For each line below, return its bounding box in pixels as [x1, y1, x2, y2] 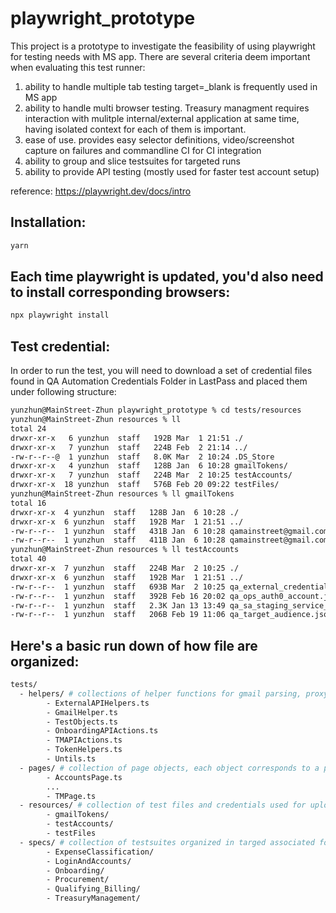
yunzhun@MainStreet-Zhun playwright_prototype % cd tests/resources [10, 405, 302, 416]
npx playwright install [10, 310, 110, 321]
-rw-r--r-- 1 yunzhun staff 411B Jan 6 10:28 [10, 535, 226, 546]
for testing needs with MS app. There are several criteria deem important [10, 50, 311, 62]
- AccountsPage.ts [46, 772, 123, 782]
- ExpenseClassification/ [46, 847, 155, 857]
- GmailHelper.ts [46, 707, 118, 717]
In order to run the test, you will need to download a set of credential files [10, 365, 313, 377]
